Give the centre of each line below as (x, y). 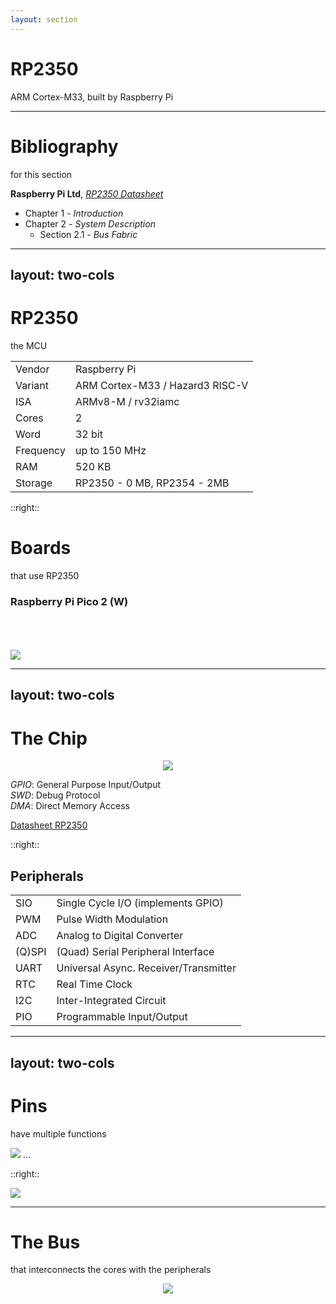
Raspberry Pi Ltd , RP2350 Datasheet (87, 193)
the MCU (29, 345)
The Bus (45, 1242)
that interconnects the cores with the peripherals (111, 1270)
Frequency (40, 450)
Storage (34, 483)
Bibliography (64, 146)
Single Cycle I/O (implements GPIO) (140, 903)
